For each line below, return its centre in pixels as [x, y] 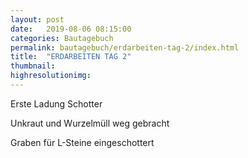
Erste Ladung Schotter [56, 103]
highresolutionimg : [51, 76]
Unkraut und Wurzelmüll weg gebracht [90, 123]
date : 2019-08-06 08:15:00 [71, 29]
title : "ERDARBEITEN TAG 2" [71, 57]
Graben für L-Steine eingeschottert [82, 142]
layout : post [37, 19]
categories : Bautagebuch [62, 38]
